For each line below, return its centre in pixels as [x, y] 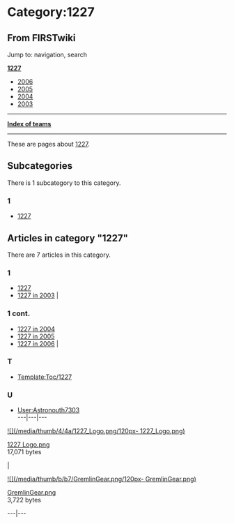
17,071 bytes [24, 452]
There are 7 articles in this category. [59, 255]
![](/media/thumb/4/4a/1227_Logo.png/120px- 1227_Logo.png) [96, 431]
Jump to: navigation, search [47, 54]
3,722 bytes [24, 500]
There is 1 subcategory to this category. [64, 183]
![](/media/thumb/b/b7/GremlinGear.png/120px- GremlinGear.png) [102, 479]
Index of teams [29, 124]
